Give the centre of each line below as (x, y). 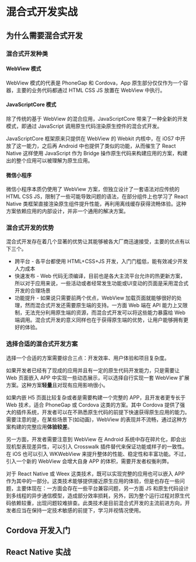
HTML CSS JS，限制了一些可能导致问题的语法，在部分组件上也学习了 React (97, 196)
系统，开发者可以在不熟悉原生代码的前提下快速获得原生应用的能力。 (108, 412)
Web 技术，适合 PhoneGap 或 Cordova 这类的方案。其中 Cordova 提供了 (93, 404)
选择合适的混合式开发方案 (42, 344)
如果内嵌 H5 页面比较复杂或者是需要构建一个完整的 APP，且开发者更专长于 (96, 397)
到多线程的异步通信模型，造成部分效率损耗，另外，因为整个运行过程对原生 (95, 495)
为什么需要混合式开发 (44, 35)
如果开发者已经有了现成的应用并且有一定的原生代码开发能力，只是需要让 (93, 370)
